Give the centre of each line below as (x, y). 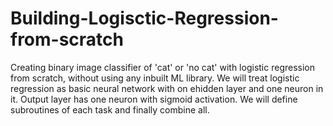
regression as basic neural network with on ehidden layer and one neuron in (167, 88)
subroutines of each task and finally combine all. (110, 109)
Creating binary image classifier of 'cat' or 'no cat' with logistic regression (162, 67)
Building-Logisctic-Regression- (144, 18)
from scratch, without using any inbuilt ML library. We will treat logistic (155, 78)
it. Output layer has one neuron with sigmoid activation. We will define (154, 99)
